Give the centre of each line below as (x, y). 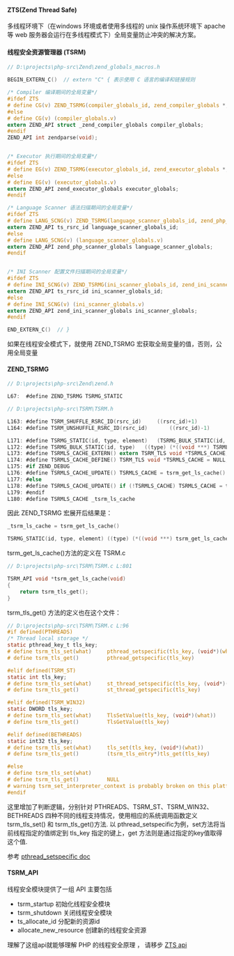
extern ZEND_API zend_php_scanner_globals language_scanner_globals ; (110, 247)
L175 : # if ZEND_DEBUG (39, 467)
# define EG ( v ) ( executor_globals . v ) (62, 182)
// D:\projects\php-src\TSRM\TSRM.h (60, 409)
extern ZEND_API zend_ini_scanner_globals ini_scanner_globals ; (102, 311)
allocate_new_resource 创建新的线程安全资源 (82, 930)
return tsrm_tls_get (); (54, 592)
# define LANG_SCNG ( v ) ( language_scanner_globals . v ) (85, 240)
